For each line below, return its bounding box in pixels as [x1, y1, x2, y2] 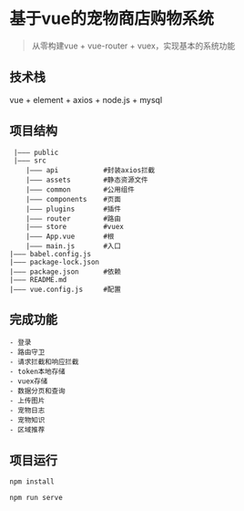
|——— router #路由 [25, 214, 121, 224]
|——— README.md [9, 275, 67, 284]
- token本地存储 [9, 367, 66, 377]
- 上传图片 [9, 396, 46, 406]
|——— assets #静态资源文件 [25, 175, 148, 184]
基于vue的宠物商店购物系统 [9, 8, 214, 29]
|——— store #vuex [25, 222, 125, 231]
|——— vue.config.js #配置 [9, 285, 121, 294]
